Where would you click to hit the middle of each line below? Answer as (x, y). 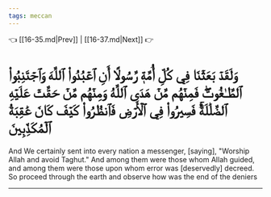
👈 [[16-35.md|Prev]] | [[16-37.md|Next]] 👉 (81, 39)
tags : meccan (30, 16)
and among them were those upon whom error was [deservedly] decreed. (131, 168)
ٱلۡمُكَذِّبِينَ (30, 128)
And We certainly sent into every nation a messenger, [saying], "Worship (129, 151)
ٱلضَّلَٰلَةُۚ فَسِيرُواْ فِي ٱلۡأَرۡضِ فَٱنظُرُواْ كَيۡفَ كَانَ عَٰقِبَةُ (118, 110)
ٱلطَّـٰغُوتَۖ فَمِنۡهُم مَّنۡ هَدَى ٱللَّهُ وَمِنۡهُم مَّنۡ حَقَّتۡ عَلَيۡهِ (125, 92)
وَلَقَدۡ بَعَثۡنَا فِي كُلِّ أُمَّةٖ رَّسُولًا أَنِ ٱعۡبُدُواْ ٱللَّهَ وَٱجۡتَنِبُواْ (123, 75)
